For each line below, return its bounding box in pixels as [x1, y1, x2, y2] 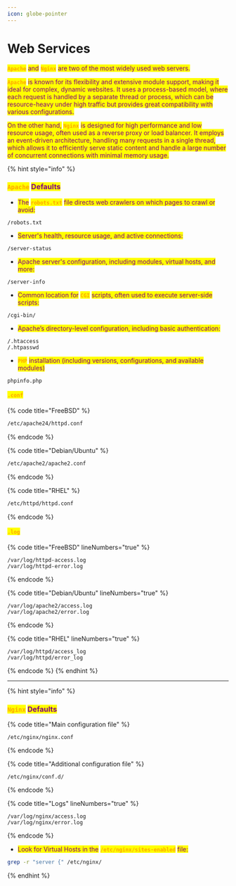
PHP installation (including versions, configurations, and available [17, 356, 204, 364]
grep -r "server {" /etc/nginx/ [7, 859, 102, 866]
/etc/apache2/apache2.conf [7, 460, 86, 467]
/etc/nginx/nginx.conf [7, 734, 74, 741]
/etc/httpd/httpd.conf [7, 500, 74, 507]
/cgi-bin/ [7, 312, 37, 319]
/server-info [7, 278, 46, 285]
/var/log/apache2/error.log [7, 608, 90, 615]
